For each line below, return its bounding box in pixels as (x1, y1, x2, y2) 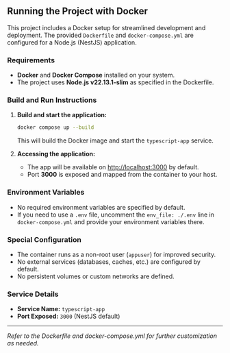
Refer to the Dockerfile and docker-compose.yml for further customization (7, 332, 218, 340)
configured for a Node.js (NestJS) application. (7, 38, 137, 47)
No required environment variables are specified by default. (16, 203, 186, 211)
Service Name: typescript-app (16, 305, 105, 313)
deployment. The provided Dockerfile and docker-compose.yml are (7, 31, 194, 39)
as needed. (7, 339, 39, 348)
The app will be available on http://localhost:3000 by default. (27, 163, 200, 171)
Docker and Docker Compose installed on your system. (16, 71, 175, 80)
